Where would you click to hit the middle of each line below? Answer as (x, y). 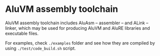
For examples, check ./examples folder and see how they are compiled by (80, 43)
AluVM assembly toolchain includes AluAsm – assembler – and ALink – (77, 23)
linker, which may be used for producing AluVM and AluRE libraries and (78, 28)
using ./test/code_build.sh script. (40, 48)
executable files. (22, 33)
